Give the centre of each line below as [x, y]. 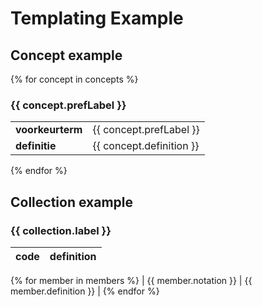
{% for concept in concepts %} [74, 79]
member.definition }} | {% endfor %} [85, 291]
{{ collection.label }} [61, 230]
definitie [36, 146]
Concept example [66, 55]
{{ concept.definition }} [146, 146]
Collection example [71, 202]
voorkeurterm [49, 130]
